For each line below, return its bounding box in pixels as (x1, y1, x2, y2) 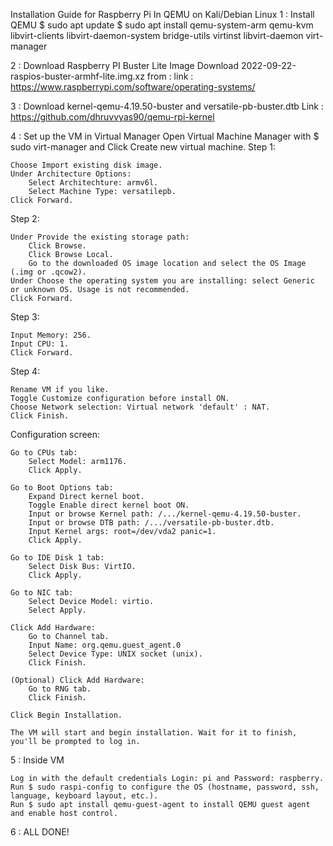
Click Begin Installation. (10, 710, 123, 720)
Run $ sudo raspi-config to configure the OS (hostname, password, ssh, (10, 782, 320, 792)
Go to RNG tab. (28, 684, 92, 694)
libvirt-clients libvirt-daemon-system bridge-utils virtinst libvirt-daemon (10, 30, 304, 41)
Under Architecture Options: (10, 169, 132, 179)
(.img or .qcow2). (10, 267, 87, 277)
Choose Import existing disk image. (10, 160, 163, 170)
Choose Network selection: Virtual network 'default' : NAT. (10, 402, 271, 412)
